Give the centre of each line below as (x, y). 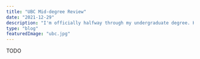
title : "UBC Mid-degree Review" (46, 12)
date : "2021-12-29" (30, 17)
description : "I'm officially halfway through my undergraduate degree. (98, 23)
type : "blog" (22, 28)
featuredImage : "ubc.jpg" (38, 34)
